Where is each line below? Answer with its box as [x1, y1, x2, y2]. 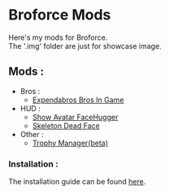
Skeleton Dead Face [32, 120, 100, 131]
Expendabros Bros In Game [32, 95, 124, 105]
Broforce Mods [8, 6, 111, 24]
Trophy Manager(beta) [32, 138, 108, 148]
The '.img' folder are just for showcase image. [8, 41, 162, 50]
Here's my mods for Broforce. [8, 32, 108, 42]
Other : [19, 129, 44, 139]
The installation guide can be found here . [8, 177, 146, 187]
